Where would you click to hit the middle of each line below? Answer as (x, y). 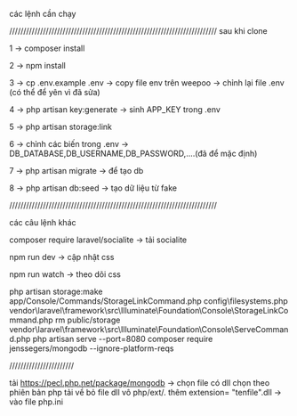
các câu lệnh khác (43, 222)
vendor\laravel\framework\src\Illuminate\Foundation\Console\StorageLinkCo (149, 310)
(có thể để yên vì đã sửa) (55, 92)
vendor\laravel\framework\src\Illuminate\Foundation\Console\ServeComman (149, 329)
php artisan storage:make (56, 291)
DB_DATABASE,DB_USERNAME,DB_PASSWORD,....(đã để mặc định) (133, 153)
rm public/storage (88, 320)
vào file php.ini (36, 402)
